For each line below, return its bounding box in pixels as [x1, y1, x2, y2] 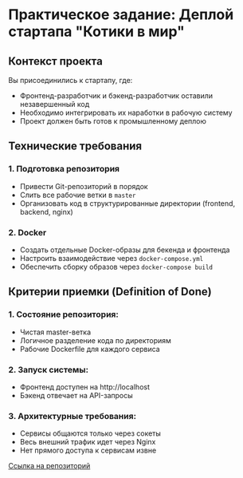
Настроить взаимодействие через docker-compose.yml [19, 253, 204, 263]
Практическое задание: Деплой [8, 6, 234, 24]
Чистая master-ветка [19, 327, 92, 337]
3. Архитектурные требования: [8, 410, 137, 421]
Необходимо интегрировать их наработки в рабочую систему [19, 108, 233, 117]
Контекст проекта [8, 54, 104, 68]
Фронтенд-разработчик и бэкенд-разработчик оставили [19, 91, 214, 101]
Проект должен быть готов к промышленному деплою [19, 117, 207, 125]
